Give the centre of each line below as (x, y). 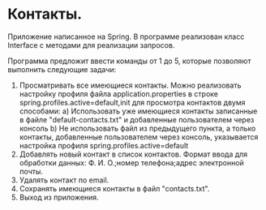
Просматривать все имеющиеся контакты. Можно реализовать (130, 85)
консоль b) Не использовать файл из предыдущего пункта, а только (137, 128)
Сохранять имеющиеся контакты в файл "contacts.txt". (114, 188)
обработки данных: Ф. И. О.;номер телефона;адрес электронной (131, 162)
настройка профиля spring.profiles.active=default (104, 145)
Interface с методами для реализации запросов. (91, 45)
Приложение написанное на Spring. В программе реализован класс (126, 36)
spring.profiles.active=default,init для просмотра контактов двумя (132, 102)
